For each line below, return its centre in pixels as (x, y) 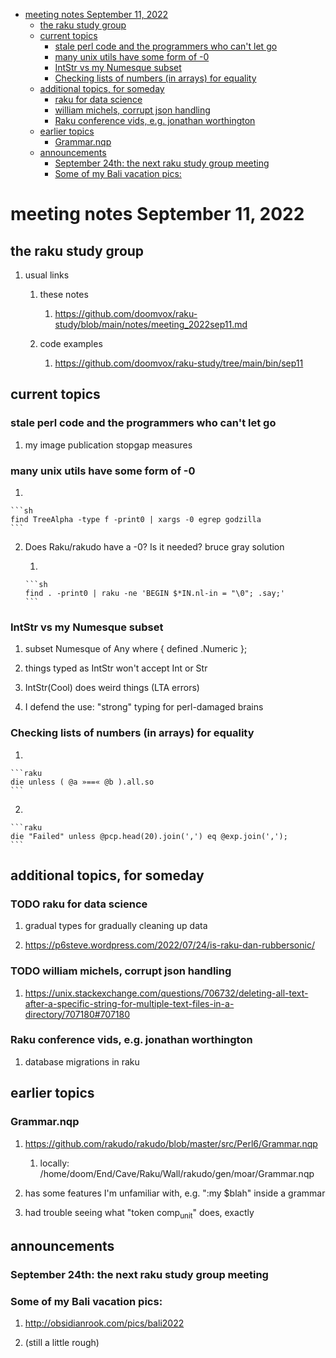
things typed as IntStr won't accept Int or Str (116, 668)
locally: (54, 1163)
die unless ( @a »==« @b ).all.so (82, 782)
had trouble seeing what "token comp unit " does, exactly (139, 1213)
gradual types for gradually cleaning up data (116, 926)
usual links (47, 275)
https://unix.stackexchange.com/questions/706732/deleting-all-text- (166, 993)
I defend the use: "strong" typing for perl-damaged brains (144, 707)
